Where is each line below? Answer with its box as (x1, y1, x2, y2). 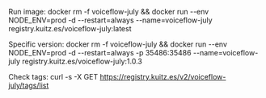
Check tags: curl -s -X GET (8, 72, 99, 81)
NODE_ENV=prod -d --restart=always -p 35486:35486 (8, 48, 192, 57)
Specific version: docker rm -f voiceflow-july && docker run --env (8, 39, 228, 49)
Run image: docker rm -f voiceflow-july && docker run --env (8, 7, 209, 16)
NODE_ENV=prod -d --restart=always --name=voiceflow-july (8, 15, 213, 25)
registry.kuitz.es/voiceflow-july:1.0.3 (21, 56, 143, 66)
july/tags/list (8, 80, 49, 90)
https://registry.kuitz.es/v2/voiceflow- (99, 72, 226, 81)
